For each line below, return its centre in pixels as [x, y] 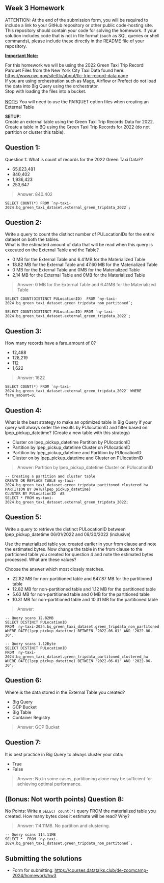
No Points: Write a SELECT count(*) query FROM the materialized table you [81, 811]
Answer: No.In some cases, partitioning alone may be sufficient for [84, 778]
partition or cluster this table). [35, 132]
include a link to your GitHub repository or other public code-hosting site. [79, 25]
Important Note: [22, 56]
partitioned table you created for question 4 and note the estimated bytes [79, 554]
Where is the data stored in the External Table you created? [65, 692]
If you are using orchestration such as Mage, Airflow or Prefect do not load [81, 81]
